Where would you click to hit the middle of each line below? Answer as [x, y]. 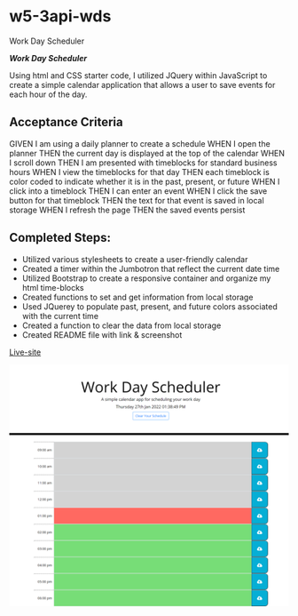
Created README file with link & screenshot [102, 334]
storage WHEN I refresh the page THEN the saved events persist [127, 210]
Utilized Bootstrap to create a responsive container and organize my [146, 278]
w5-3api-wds [60, 16]
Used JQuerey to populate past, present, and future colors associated [149, 306]
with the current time [60, 316]
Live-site [25, 352]
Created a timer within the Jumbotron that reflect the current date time [151, 268]
